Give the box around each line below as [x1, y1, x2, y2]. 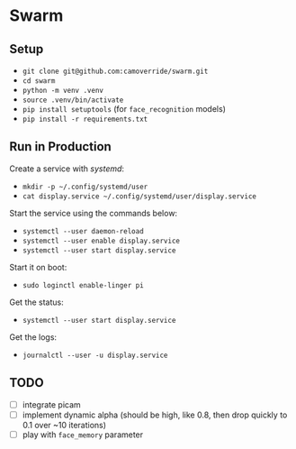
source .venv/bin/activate [22, 96, 124, 105]
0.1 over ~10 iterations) [22, 419, 106, 430]
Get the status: [9, 297, 65, 307]
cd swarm [22, 77, 56, 86]
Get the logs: [9, 331, 57, 343]
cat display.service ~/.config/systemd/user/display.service [22, 191, 257, 201]
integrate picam [22, 399, 81, 410]
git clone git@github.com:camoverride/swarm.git [22, 67, 209, 76]
